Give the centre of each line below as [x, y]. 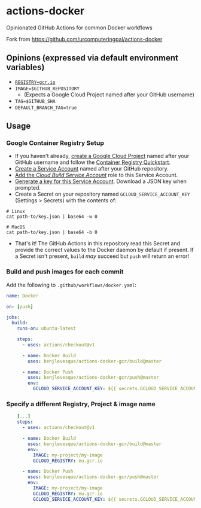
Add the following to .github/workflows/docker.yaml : [71, 285]
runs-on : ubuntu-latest [47, 328]
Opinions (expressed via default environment [92, 58]
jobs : [13, 317]
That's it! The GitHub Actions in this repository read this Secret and [98, 244]
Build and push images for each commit [65, 272]
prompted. [28, 188]
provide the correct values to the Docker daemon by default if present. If [104, 250]
